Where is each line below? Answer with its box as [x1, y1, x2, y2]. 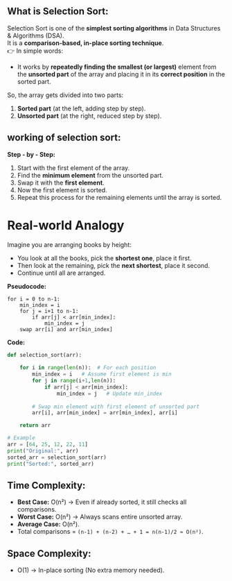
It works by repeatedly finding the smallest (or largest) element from [17, 62, 217, 71]
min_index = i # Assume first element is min [32, 371, 172, 378]
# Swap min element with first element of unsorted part [32, 403, 199, 410]
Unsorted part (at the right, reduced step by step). [17, 111, 162, 120]
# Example [7, 435, 36, 441]
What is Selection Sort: [7, 6, 109, 17]
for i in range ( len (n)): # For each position [19, 364, 157, 371]
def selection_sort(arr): [7, 351, 82, 358]
